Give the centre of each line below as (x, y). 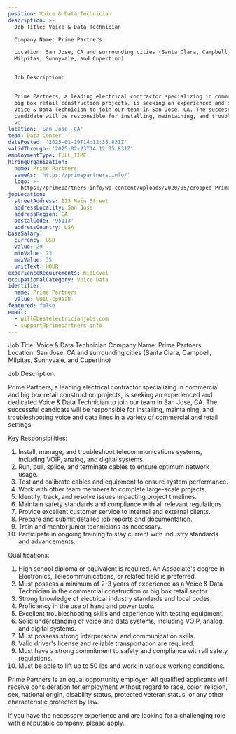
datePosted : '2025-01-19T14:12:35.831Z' (68, 142)
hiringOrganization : (38, 162)
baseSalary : (25, 234)
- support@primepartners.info (58, 325)
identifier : (25, 286)
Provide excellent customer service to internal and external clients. (114, 512)
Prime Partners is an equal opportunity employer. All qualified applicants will (118, 680)
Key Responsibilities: (38, 438)
